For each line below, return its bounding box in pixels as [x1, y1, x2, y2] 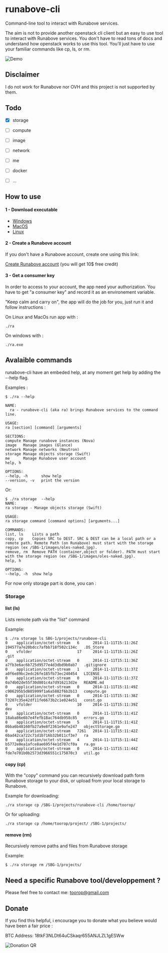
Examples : [5, 384, 28, 390]
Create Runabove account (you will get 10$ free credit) [5, 261, 119, 267]
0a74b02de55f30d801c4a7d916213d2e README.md [5, 680, 104, 685]
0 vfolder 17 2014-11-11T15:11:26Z [5, 649, 138, 654]
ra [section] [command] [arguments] [5, 425, 82, 430]
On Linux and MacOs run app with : [5, 314, 78, 320]
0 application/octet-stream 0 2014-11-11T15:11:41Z [5, 711, 138, 716]
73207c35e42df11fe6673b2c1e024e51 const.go [5, 698, 102, 703]
